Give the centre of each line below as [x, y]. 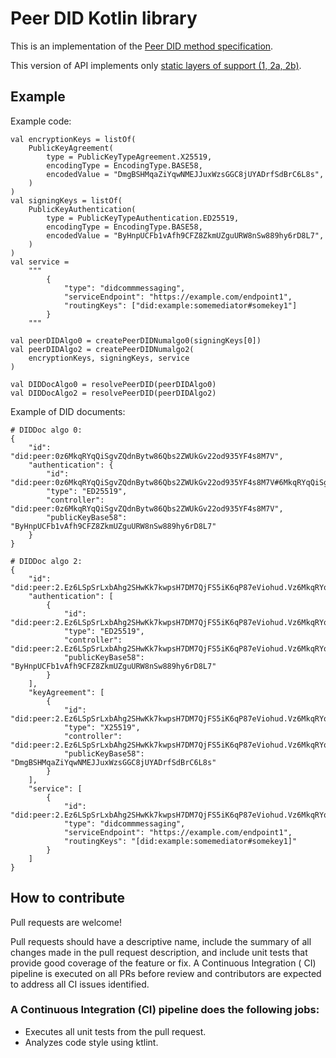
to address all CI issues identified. [80, 984]
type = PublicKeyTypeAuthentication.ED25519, [143, 218]
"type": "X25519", [102, 727]
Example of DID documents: [68, 411]
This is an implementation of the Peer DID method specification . [142, 46]
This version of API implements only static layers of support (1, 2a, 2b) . [156, 65]
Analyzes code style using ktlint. [91, 1042]
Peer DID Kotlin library [104, 18]
